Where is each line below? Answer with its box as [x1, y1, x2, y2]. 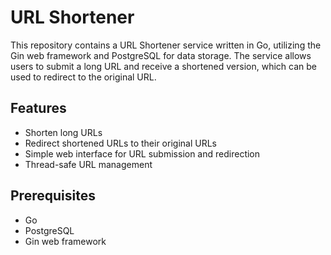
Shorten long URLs [24, 126, 103, 138]
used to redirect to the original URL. [10, 71, 157, 83]
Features [10, 100, 67, 117]
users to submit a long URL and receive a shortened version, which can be [10, 60, 317, 72]
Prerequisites [10, 187, 96, 205]
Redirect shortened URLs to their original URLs [24, 137, 217, 149]
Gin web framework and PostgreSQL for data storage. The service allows [10, 49, 312, 61]
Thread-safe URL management [24, 158, 153, 170]
